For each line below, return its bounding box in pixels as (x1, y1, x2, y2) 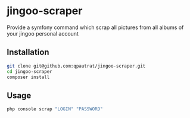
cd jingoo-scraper (7, 68, 52, 75)
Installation (7, 47, 49, 58)
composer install (7, 74, 50, 80)
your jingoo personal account (7, 30, 79, 37)
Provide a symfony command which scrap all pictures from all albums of (7, 24, 184, 31)
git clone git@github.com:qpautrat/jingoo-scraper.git (7, 63, 146, 69)
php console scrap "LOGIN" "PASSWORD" (7, 106, 103, 112)
